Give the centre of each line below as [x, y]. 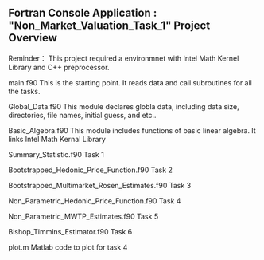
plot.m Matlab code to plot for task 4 [68, 247]
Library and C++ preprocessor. [59, 67]
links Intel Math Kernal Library [57, 139]
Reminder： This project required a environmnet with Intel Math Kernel [124, 58]
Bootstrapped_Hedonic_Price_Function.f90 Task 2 [91, 170]
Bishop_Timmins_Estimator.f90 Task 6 [70, 231]
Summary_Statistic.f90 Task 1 [56, 154]
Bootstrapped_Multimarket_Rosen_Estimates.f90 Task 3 [100, 185]
